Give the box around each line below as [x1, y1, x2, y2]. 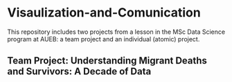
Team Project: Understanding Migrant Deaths [7, 55, 208, 67]
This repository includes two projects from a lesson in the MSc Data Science [7, 28, 226, 36]
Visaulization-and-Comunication [7, 5, 201, 21]
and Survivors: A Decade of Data [7, 65, 152, 77]
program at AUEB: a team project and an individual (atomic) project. [7, 34, 200, 43]
